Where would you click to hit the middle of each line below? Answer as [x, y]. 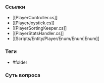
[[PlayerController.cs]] [35, 18]
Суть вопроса [23, 75]
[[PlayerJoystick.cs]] [33, 23]
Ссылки [15, 7]
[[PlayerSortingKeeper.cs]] [39, 28]
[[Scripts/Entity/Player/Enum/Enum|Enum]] [56, 39]
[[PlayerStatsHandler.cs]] [38, 34]
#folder [20, 62]
